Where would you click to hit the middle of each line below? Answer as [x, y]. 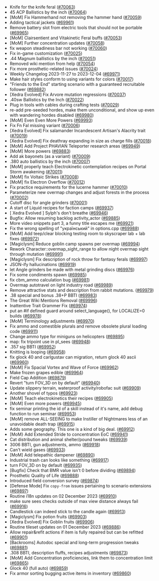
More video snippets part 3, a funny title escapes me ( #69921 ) [72, 223]
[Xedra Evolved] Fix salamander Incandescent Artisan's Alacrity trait [78, 131]
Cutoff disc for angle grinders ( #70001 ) [49, 203]
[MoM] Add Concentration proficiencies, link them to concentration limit [81, 558]
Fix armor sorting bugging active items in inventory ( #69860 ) [70, 573]
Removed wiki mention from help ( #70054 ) [52, 63]
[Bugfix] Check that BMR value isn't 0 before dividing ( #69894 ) [73, 470]
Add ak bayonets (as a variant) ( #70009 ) [50, 156]
